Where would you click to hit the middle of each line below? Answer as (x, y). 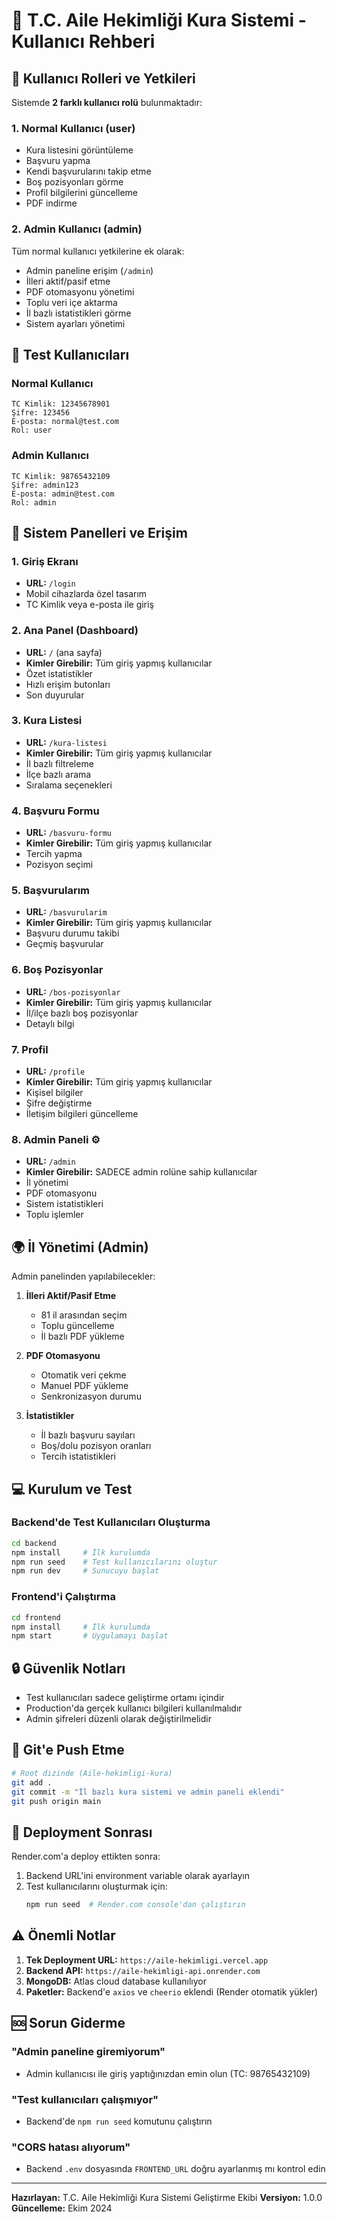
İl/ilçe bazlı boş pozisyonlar (82, 1013)
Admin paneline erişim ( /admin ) (89, 270)
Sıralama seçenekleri (69, 785)
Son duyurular (55, 695)
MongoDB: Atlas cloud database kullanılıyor (116, 1981)
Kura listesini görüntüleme (79, 150)
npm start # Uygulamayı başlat (90, 1636)
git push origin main (56, 1801)
